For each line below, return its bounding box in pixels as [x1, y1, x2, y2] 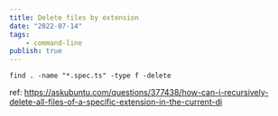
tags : [9, 30, 30, 39]
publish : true [9, 47, 63, 56]
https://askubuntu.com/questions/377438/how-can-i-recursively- [23, 87, 269, 98]
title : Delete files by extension [9, 13, 140, 22]
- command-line [25, 38, 83, 48]
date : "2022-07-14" [9, 22, 83, 31]
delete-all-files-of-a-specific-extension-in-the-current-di [9, 96, 223, 108]
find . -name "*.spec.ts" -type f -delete [9, 71, 171, 81]
